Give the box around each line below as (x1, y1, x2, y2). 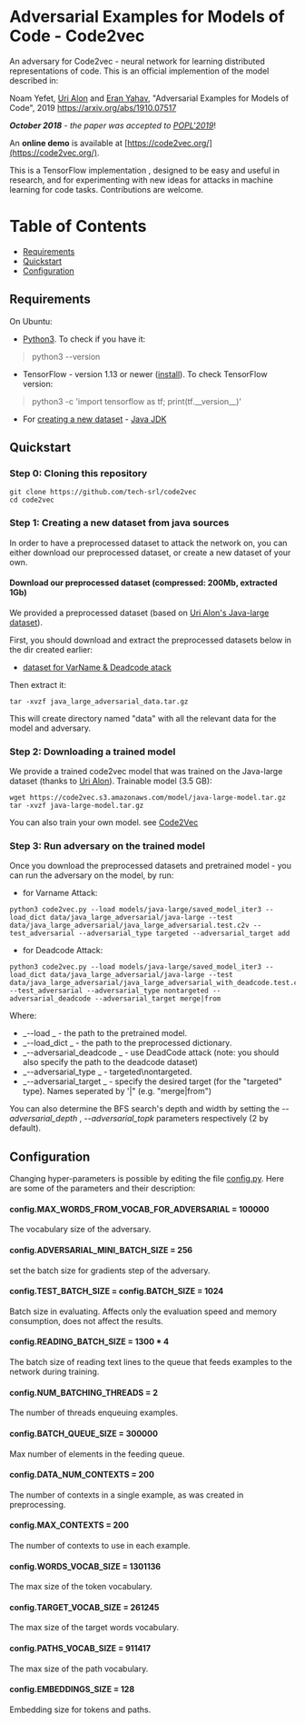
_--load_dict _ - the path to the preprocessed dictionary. (22, 1038, 232, 1049)
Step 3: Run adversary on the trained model (9, 840, 206, 852)
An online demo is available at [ (9, 137, 128, 148)
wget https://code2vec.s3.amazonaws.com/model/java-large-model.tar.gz (9, 793, 286, 802)
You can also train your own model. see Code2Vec (9, 817, 199, 828)
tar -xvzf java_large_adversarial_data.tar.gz (9, 697, 189, 706)
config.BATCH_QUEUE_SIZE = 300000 (9, 1428, 159, 1439)
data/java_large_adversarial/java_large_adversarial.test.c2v (9, 921, 250, 931)
